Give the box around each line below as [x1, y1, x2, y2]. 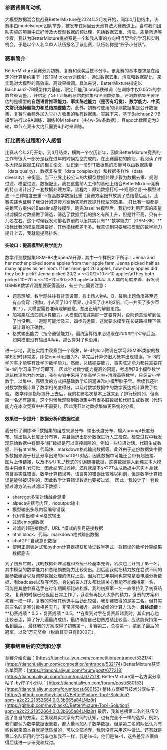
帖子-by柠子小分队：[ [5, 680, 49, 686]
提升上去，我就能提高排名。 [5, 230, 62, 236]
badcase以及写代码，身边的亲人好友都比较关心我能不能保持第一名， [18, 579, 158, 585]
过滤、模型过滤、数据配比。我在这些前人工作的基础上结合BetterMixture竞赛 [5, 180, 160, 186]
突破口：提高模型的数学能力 [5, 242, 62, 248]
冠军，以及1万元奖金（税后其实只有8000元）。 [5, 629, 98, 635]
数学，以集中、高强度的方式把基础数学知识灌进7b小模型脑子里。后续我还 [5, 378, 154, 384]
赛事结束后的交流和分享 [5, 643, 61, 650]
